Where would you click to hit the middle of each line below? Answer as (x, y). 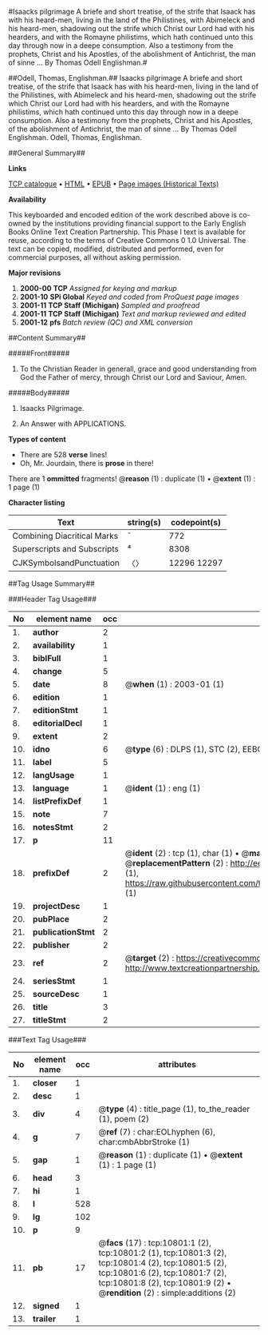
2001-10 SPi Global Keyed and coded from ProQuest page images (129, 297)
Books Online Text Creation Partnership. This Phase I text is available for (127, 232)
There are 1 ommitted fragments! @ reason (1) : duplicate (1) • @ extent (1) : (132, 478)
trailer (45, 1319)
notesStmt (53, 827)
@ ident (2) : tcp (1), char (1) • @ (187, 853)
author (46, 632)
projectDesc (57, 906)
